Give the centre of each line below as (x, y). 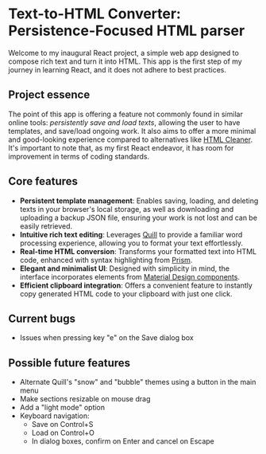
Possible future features (69, 363)
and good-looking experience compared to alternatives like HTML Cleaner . (130, 139)
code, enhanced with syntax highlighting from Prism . (106, 260)
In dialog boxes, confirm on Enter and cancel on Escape (123, 441)
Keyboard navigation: (54, 416)
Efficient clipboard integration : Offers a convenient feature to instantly (136, 285)
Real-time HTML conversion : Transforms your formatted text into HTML (138, 251)
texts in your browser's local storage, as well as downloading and (127, 209)
